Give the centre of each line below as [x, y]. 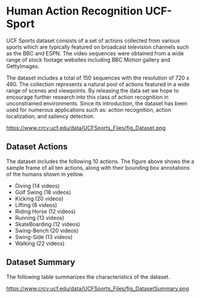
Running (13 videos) [40, 217]
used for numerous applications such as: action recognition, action [89, 110]
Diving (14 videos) [37, 185]
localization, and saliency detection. [50, 116]
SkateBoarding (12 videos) [47, 224]
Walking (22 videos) [40, 243]
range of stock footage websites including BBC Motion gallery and [88, 60]
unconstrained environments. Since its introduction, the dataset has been [97, 103]
